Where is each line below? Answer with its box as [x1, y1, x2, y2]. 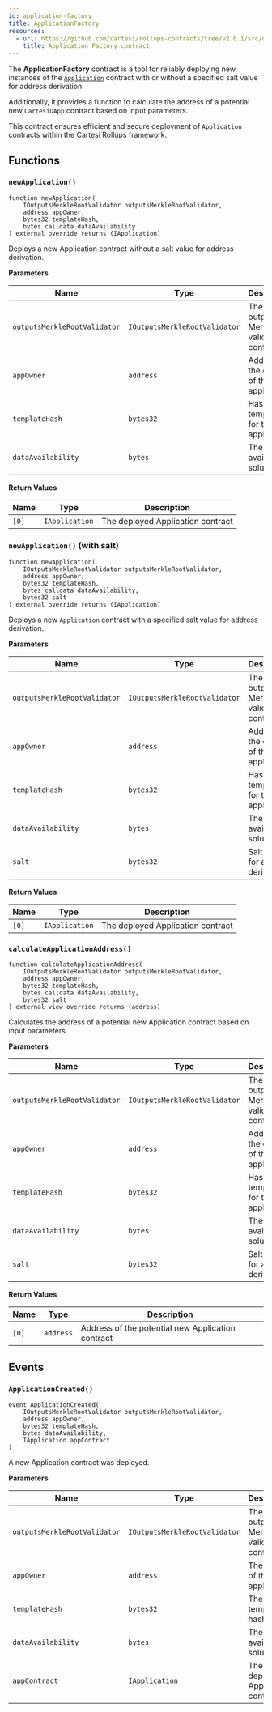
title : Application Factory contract [23, 42, 151, 50]
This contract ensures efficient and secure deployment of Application [8, 121, 243, 131]
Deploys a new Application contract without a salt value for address [8, 244, 234, 253]
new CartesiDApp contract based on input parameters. [8, 106, 189, 116]
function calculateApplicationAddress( [8, 960, 143, 969]
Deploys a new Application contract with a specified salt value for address [8, 615, 258, 624]
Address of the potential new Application [80, 1322, 236, 1334]
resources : [8, 27, 45, 35]
